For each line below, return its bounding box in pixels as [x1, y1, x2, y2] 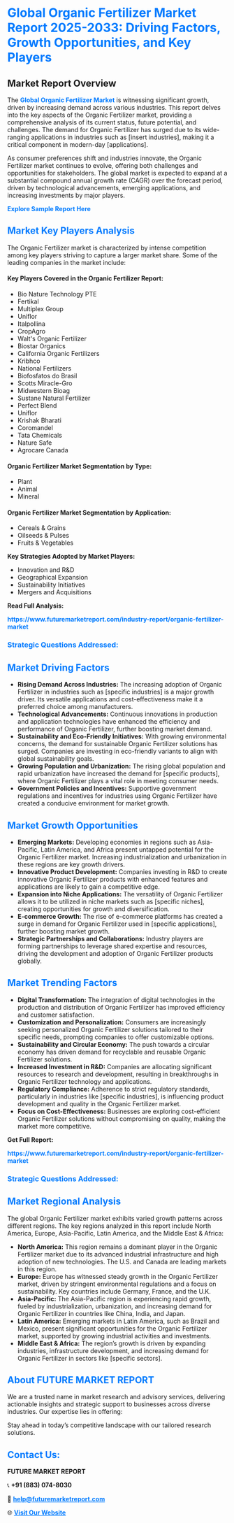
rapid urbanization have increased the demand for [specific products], [17, 769, 220, 778]
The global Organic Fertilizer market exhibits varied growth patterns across [7, 1214, 224, 1222]
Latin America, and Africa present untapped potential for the [41, 845, 214, 854]
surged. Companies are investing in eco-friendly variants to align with [17, 747, 218, 756]
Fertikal [17, 297, 40, 306]
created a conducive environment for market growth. [17, 799, 170, 808]
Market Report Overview [7, 77, 117, 89]
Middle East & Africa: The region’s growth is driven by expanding [17, 1339, 206, 1347]
